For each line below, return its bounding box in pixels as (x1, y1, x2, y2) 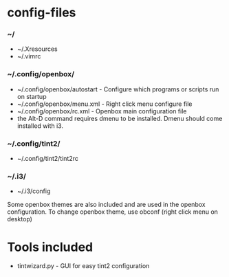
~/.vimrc (17, 52, 41, 60)
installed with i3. (17, 122, 64, 130)
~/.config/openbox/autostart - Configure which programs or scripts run (17, 85, 219, 93)
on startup (17, 92, 47, 100)
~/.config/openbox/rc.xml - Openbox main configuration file (17, 107, 187, 115)
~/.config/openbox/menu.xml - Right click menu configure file (17, 100, 193, 108)
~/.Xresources (17, 45, 58, 53)
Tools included (7, 239, 94, 255)
